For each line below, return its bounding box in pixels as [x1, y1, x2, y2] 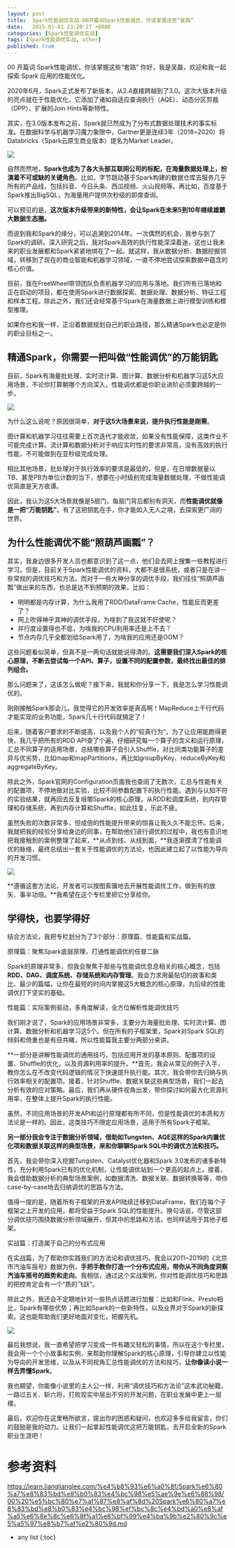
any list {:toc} [17, 1533, 56, 1542]
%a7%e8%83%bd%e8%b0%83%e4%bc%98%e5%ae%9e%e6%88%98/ [7, 1490, 225, 1498]
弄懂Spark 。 [19, 1367, 56, 1375]
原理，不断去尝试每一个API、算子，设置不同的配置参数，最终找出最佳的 [13, 656, 220, 665]
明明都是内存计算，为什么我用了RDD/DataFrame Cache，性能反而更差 [17, 597, 219, 606]
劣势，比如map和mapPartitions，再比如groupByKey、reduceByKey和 [25, 754, 226, 762]
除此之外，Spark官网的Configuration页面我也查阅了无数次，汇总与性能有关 [7, 777, 223, 785]
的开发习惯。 [7, 853, 44, 862]
